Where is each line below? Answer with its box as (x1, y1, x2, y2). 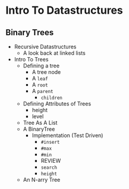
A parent (32, 88, 54, 94)
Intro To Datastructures (5, 4, 123, 17)
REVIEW (40, 157, 61, 164)
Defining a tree (23, 62, 60, 69)
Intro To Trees (14, 56, 49, 63)
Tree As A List (23, 119, 58, 126)
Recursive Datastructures (14, 43, 77, 50)
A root (32, 81, 48, 88)
